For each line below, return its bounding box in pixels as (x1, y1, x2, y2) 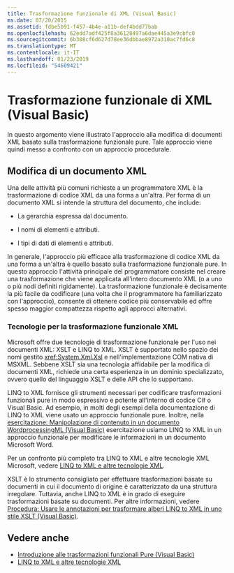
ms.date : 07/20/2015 (7, 17, 68, 24)
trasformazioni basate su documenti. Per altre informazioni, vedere (7, 497, 200, 505)
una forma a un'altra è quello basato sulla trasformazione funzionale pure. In (7, 260, 227, 269)
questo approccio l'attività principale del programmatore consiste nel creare (7, 267, 226, 276)
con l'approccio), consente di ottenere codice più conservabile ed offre (7, 297, 212, 306)
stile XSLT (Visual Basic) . (7, 512, 79, 520)
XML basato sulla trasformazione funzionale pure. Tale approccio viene (7, 137, 212, 146)
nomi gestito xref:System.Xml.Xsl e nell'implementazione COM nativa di (7, 352, 214, 361)
